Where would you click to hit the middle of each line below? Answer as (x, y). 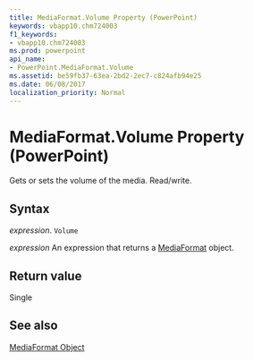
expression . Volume (44, 230)
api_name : (28, 59)
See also (34, 326)
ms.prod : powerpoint (48, 51)
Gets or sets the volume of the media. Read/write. (101, 181)
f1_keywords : (34, 34)
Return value (46, 275)
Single (21, 297)
